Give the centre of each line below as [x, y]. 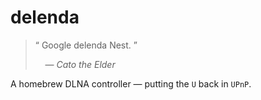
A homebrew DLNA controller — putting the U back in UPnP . [131, 83]
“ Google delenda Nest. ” [86, 45]
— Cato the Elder [80, 64]
